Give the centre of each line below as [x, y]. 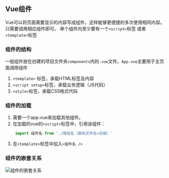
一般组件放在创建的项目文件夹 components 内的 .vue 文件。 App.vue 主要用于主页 [85, 61]
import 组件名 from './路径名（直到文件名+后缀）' [64, 133]
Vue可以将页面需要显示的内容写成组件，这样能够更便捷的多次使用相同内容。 [85, 22]
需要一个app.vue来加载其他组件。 [48, 118]
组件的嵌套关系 [24, 158]
